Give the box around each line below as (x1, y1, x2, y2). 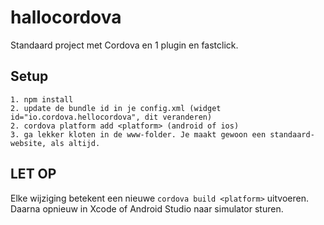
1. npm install (10, 94, 74, 105)
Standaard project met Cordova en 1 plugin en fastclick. (10, 39, 239, 51)
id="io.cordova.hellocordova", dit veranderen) (10, 112, 213, 122)
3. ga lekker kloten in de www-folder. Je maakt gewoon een (10, 129, 267, 140)
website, (10, 138, 47, 148)
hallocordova (10, 6, 122, 29)
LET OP (10, 166, 57, 183)
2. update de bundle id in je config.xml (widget (10, 103, 222, 113)
